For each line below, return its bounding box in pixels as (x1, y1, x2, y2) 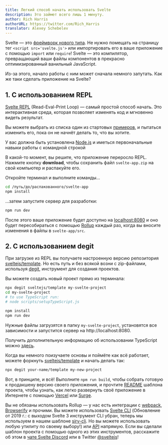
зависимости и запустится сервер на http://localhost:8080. (5, 327, 131, 333)
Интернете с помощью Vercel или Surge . (5, 392, 92, 398)
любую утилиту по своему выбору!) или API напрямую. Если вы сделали (5, 423, 162, 429)
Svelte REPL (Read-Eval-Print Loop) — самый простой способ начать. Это (5, 104, 162, 110)
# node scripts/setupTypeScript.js (5, 299, 80, 304)
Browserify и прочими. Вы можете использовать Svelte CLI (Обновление (5, 407, 160, 413)
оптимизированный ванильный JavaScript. (5, 61, 97, 67)
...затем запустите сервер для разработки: (5, 198, 97, 204)
